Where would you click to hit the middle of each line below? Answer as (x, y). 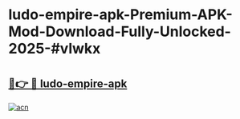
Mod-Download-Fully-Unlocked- (120, 32)
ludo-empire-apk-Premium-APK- (120, 15)
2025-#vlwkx (55, 49)
